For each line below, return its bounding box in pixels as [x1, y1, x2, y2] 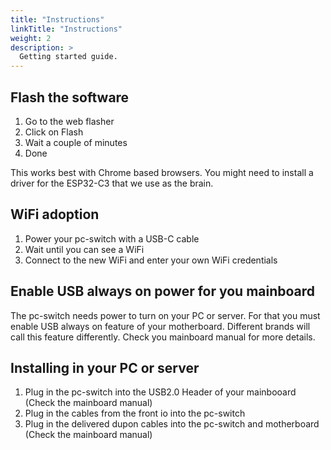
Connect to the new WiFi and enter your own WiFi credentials [24, 254, 278, 266]
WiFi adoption [10, 206, 100, 223]
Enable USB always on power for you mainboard [10, 283, 316, 300]
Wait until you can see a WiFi [24, 243, 145, 255]
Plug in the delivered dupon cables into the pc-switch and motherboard [24, 418, 320, 430]
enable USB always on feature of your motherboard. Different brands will [10, 320, 311, 332]
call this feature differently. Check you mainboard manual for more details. [10, 331, 316, 343]
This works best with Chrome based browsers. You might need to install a [10, 166, 314, 178]
